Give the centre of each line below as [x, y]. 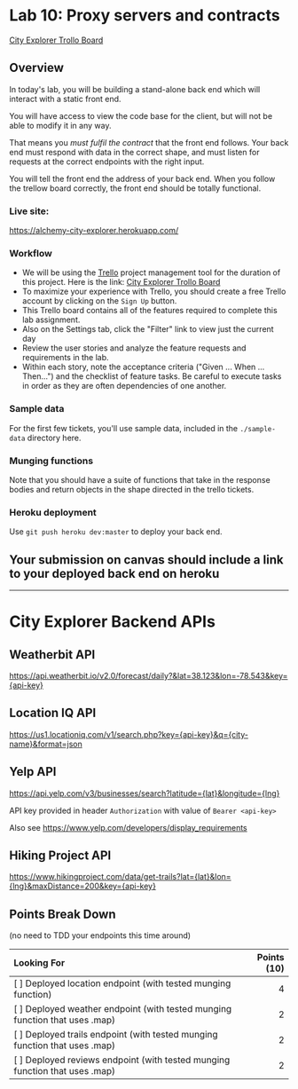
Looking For [39, 963]
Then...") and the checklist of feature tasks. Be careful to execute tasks [152, 376]
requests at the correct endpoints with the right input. [107, 162]
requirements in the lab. [65, 358]
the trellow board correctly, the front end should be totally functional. [135, 188]
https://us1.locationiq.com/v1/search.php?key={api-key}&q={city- [129, 734]
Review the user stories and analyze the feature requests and [134, 348]
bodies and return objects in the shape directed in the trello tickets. [132, 489]
